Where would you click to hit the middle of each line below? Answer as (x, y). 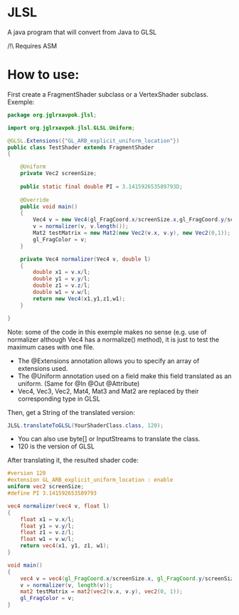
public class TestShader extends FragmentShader (81, 147)
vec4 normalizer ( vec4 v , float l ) (59, 506)
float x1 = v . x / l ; (47, 519)
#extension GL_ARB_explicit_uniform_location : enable (90, 480)
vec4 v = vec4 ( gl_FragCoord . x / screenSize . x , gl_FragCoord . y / (113, 578)
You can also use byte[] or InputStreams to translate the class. (109, 439)
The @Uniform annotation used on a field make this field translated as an (124, 376)
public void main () (49, 206)
